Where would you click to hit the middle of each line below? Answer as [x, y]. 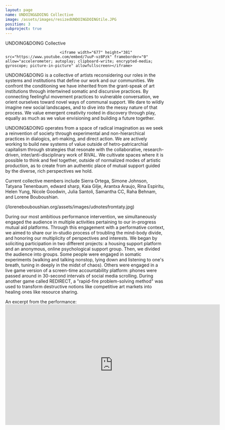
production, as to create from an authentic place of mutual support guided [83, 166]
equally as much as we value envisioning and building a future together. [80, 118]
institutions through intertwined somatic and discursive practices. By [77, 91]
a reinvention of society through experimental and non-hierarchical [75, 133]
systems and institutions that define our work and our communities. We [80, 81]
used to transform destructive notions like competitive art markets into [79, 287]
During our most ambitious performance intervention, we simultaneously [81, 217]
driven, [13, 155]
